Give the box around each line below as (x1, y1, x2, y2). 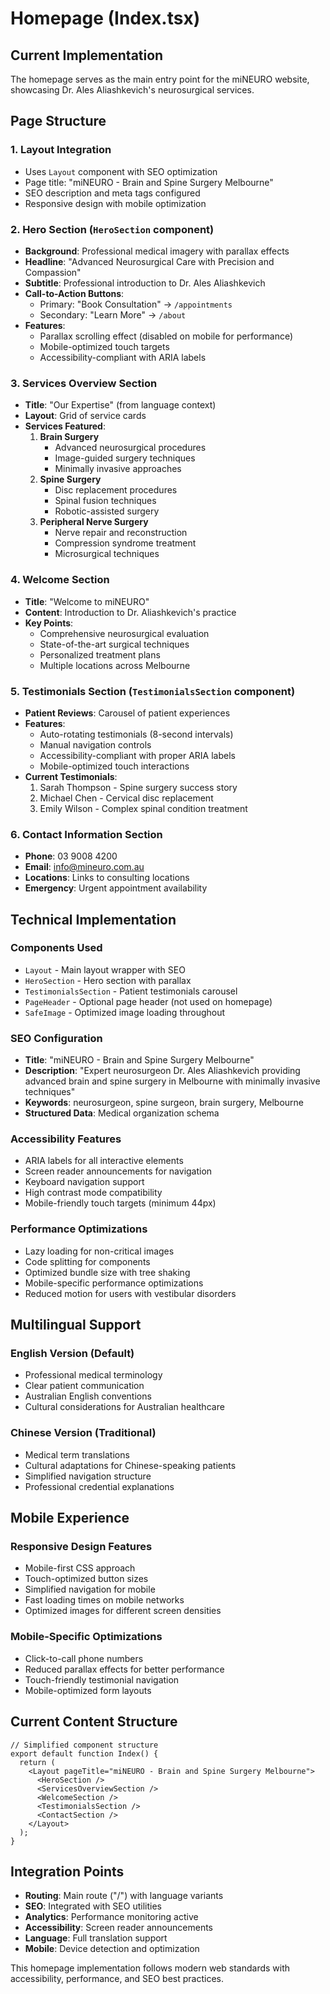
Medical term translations (24, 1448, 130, 1461)
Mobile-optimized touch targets (39, 340, 170, 352)
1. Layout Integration (10, 143, 112, 157)
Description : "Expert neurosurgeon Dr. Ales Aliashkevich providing (24, 1065, 301, 1077)
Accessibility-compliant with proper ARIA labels (39, 749, 236, 761)
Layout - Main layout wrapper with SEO (24, 963, 186, 976)
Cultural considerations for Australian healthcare (24, 1401, 225, 1413)
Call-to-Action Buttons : (24, 287, 125, 299)
